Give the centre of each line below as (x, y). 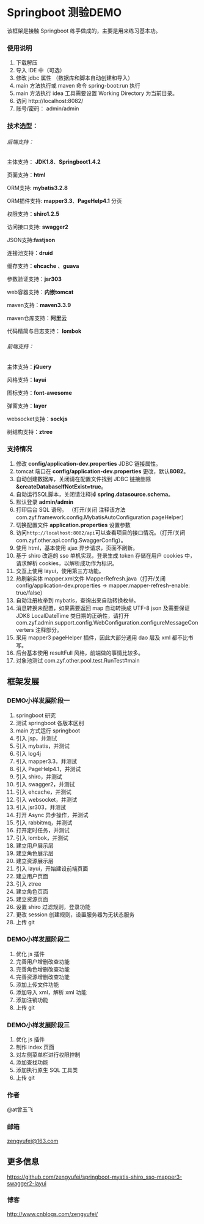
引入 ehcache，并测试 (44, 792)
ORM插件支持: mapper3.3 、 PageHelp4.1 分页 (65, 201)
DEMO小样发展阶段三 (38, 1025)
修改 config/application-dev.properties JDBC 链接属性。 (88, 463)
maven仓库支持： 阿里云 (37, 318)
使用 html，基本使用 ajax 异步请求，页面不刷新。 (77, 548)
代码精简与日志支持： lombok (44, 331)
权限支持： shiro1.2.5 (33, 214)
